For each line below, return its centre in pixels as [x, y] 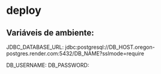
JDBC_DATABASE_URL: [35, 47]
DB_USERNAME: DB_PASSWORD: [48, 65]
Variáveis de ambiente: [50, 33]
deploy [24, 11]
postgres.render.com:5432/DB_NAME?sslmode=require [75, 54]
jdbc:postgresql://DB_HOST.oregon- [110, 47]
